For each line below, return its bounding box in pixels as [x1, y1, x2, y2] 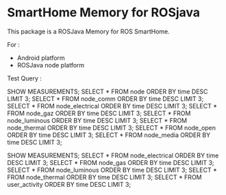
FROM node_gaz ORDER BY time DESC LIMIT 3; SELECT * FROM [7, 109, 191, 117]
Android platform [16, 53, 65, 62]
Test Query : [7, 74, 42, 82]
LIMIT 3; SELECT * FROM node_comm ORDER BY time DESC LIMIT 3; [7, 94, 204, 103]
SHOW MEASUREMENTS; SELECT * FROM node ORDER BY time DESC [7, 87, 208, 95]
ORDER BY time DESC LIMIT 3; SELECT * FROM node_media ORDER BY [7, 131, 211, 139]
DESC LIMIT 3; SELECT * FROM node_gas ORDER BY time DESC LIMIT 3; [7, 158, 214, 166]
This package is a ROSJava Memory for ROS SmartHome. [7, 27, 170, 35]
